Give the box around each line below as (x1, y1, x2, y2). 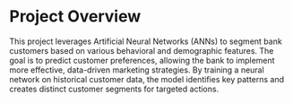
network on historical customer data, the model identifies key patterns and (9, 73, 285, 84)
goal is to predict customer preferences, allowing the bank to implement (9, 55, 275, 65)
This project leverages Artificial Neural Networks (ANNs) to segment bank (9, 36, 282, 47)
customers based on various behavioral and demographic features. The (9, 45, 274, 56)
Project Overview (9, 6, 142, 27)
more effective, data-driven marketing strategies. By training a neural (9, 64, 264, 75)
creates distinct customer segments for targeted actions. (9, 83, 220, 94)
